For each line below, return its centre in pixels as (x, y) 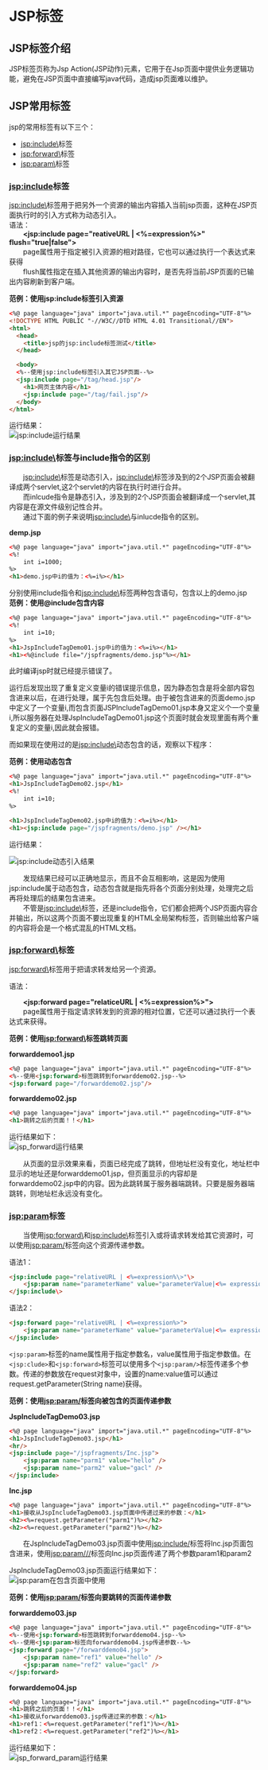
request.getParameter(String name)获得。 (78, 1383)
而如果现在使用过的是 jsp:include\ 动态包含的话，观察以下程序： (111, 745)
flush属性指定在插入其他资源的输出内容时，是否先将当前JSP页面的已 (135, 272)
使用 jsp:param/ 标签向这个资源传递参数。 (82, 1245)
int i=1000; (43, 562)
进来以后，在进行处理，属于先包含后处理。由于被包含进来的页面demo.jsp (135, 698)
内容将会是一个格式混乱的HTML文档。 (78, 928)
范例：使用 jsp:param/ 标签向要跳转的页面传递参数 (90, 1597)
